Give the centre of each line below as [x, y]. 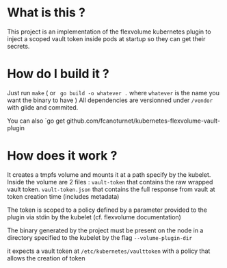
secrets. [18, 46]
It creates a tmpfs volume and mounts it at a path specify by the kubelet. [109, 174]
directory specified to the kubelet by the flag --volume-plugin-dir [100, 237]
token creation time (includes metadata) [63, 196]
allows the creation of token [46, 258]
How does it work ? [62, 156]
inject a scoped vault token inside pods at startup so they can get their [106, 38]
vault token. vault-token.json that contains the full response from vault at [111, 189]
